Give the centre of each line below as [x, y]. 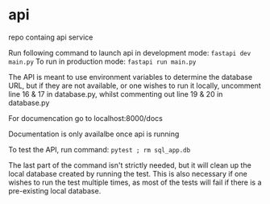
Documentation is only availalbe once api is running [94, 134]
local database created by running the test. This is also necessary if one [128, 173]
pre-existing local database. [55, 190]
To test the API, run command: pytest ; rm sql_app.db [100, 149]
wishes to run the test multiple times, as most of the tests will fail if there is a [135, 182]
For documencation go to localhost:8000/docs [85, 118]
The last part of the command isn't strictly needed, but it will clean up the [130, 165]
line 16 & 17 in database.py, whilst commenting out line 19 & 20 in [116, 94]
